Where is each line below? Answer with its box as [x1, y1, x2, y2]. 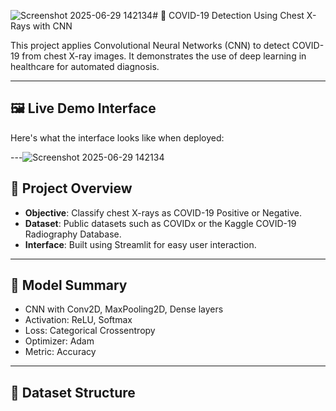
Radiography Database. [24, 228, 122, 240]
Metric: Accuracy [24, 346, 97, 358]
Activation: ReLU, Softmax [24, 314, 133, 326]
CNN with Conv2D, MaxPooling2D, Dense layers [24, 303, 224, 315]
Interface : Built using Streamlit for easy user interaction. [24, 238, 257, 250]
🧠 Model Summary [10, 277, 128, 294]
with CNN [32, 20, 73, 32]
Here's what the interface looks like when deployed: [10, 131, 225, 144]
